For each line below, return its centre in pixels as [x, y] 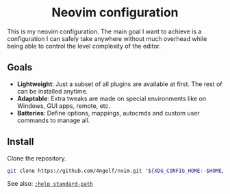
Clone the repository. [37, 158]
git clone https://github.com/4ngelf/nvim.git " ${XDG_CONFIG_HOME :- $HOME [115, 171]
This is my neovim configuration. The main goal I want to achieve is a [104, 31]
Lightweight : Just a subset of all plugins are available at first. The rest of [119, 84]
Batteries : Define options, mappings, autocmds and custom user [108, 113]
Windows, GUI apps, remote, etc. [64, 106]
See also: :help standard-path [50, 184]
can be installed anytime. [52, 91]
